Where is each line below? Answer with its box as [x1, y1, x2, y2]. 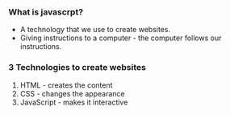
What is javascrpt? [8, 6, 83, 18]
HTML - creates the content [19, 80, 113, 90]
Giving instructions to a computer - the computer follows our [19, 33, 222, 43]
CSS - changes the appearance [19, 88, 125, 98]
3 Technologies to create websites [8, 62, 147, 73]
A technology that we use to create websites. [19, 25, 171, 35]
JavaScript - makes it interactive [19, 97, 128, 107]
